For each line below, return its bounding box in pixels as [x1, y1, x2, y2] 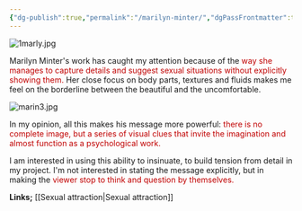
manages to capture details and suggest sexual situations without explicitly [9, 65, 288, 75]
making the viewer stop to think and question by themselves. [9, 174, 235, 185]
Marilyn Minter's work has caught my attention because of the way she [9, 55, 272, 66]
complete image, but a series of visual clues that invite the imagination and [9, 127, 286, 139]
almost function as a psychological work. [9, 137, 162, 148]
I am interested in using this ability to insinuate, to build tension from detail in [9, 154, 293, 166]
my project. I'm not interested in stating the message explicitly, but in [9, 164, 264, 175]
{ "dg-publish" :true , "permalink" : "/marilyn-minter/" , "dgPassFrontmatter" [9, 13, 288, 22]
